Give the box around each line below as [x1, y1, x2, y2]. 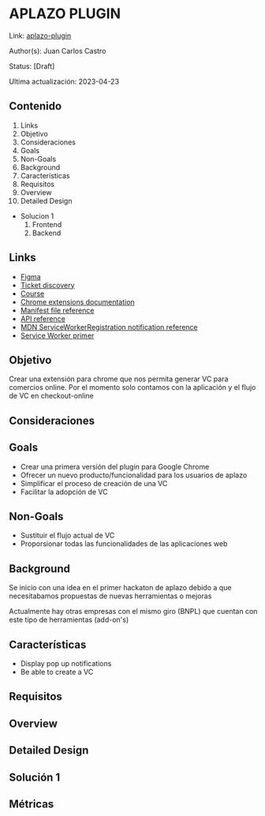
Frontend [32, 219, 62, 229]
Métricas [9, 797, 54, 810]
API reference [20, 313, 65, 324]
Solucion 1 [20, 211, 54, 221]
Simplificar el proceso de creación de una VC [20, 478, 168, 488]
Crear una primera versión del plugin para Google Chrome [20, 462, 210, 471]
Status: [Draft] [9, 61, 55, 71]
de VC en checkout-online [9, 391, 94, 401]
